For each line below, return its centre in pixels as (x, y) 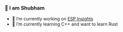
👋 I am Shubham (25, 8)
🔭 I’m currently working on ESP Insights (52, 19)
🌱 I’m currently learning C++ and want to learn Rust (65, 24)
